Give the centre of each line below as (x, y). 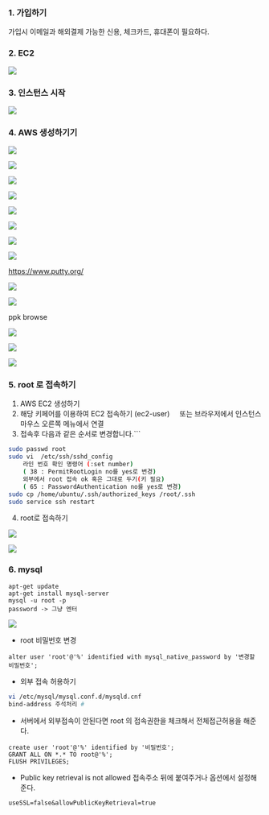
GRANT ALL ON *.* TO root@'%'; (61, 755)
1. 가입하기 (28, 12)
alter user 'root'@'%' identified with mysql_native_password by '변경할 (132, 657)
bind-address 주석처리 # (47, 704)
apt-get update (34, 586)
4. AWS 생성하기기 (43, 132)
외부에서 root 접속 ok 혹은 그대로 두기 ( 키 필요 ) (94, 479)
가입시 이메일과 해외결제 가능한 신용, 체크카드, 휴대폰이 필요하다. (109, 32)
